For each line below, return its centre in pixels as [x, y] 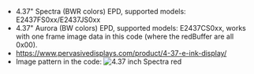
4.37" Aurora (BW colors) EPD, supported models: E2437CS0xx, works [131, 28]
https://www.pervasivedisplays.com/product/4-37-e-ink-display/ [121, 53]
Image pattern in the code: [59, 61]
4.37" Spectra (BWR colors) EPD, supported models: [101, 11]
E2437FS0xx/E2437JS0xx [58, 20]
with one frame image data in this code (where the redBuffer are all [125, 36]
